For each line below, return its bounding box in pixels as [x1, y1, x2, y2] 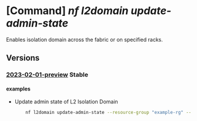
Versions [6, 53, 40, 63]
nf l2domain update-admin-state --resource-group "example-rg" [25, 110, 183, 116]
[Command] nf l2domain [6, 4, 129, 18]
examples [6, 85, 31, 92]
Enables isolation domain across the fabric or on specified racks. [6, 36, 163, 43]
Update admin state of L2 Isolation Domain [14, 98, 119, 105]
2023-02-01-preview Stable [6, 70, 88, 79]
